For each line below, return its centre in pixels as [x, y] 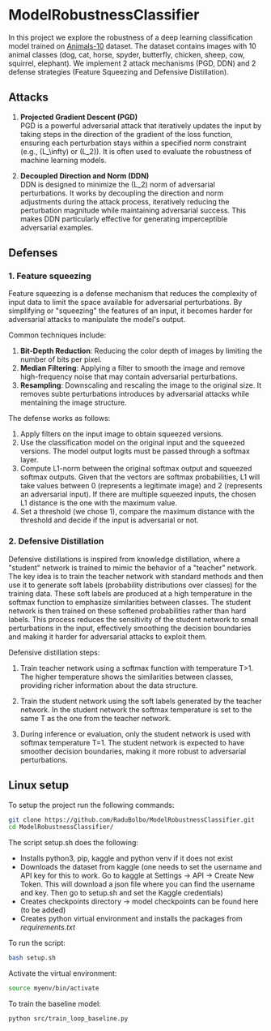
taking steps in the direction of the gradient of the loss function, [126, 134]
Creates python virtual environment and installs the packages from [131, 919]
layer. [29, 460]
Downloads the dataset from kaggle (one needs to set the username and [141, 867]
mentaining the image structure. [73, 402]
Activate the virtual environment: [63, 973]
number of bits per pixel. [61, 359]
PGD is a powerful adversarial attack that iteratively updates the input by [141, 125]
